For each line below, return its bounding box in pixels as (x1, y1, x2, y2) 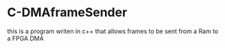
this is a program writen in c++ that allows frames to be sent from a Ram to (7, 27, 219, 35)
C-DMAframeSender (7, 5, 128, 20)
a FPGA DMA (7, 34, 45, 42)
